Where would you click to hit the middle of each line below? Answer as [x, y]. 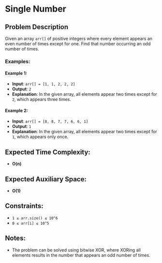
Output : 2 [22, 89]
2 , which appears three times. [42, 99]
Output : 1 [22, 126]
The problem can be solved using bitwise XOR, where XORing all [76, 250]
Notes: [15, 238]
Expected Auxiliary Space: [46, 179]
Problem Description [37, 27]
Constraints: [24, 206]
